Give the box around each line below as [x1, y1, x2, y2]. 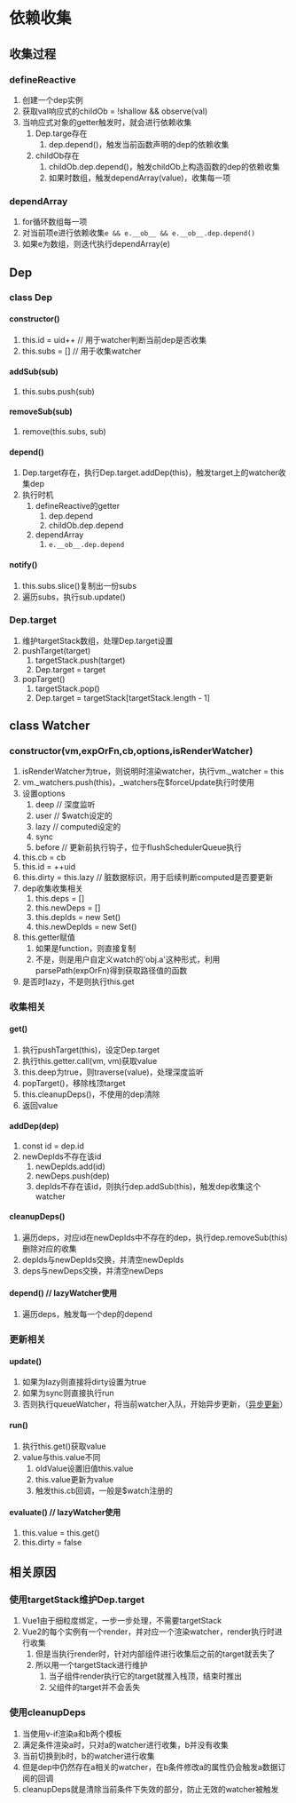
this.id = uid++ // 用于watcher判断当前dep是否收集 [21, 334, 207, 345]
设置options [21, 788, 66, 799]
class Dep [9, 291, 53, 304]
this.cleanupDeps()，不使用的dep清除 [21, 1089, 160, 1100]
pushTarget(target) [21, 645, 91, 655]
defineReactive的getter [35, 501, 121, 512]
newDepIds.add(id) [35, 1161, 106, 1172]
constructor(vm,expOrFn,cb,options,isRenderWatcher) [9, 745, 253, 758]
